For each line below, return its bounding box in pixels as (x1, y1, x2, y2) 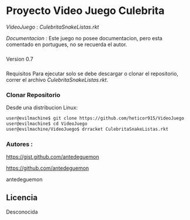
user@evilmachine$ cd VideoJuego (6, 121, 88, 127)
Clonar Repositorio (6, 90, 61, 99)
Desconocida (6, 208, 38, 215)
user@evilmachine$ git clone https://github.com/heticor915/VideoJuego (6, 116, 184, 121)
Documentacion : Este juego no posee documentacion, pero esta (6, 34, 163, 41)
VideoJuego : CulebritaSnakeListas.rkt (6, 23, 99, 30)
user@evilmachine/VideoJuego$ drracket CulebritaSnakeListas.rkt (6, 126, 168, 132)
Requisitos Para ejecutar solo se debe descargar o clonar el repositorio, (6, 70, 178, 77)
